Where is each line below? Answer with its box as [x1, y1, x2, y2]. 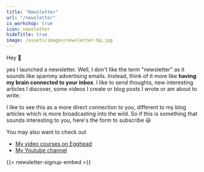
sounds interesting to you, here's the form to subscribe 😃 [6, 116, 152, 124]
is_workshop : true [6, 20, 53, 26]
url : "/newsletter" [6, 15, 56, 21]
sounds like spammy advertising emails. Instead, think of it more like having [6, 73, 197, 79]
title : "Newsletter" [6, 9, 59, 15]
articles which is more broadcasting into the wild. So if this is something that [6, 110, 198, 117]
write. [6, 92, 21, 99]
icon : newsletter [6, 26, 51, 32]
